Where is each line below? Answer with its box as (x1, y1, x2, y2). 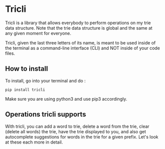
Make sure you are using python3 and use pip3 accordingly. (5, 96, 127, 102)
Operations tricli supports (5, 110, 86, 119)
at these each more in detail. (5, 139, 63, 145)
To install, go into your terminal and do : (5, 77, 86, 83)
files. (5, 50, 15, 56)
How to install (5, 65, 48, 73)
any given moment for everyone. (5, 30, 72, 36)
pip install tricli (5, 87, 45, 92)
